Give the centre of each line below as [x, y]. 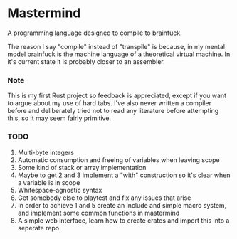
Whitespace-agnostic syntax [60, 190]
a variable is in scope [49, 182]
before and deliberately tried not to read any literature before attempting [113, 111]
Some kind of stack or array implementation [82, 167]
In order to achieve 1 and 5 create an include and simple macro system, [122, 205]
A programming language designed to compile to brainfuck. [95, 33]
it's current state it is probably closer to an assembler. [86, 61]
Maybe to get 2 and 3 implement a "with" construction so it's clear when [124, 175]
